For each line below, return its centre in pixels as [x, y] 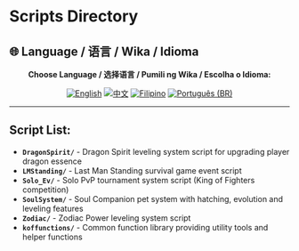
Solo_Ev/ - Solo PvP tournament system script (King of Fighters [138, 180]
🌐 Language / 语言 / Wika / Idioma [104, 51]
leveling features [53, 208]
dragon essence [52, 161]
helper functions [52, 237]
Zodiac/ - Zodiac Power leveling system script [106, 218]
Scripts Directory [74, 16]
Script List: [40, 130]
